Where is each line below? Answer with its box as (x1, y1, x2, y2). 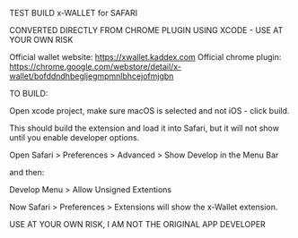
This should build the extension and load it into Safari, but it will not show (9, 123, 280, 133)
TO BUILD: (9, 89, 48, 98)
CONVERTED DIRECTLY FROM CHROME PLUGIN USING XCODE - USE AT (9, 25, 284, 35)
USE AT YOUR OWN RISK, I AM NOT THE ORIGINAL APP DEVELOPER (9, 219, 267, 229)
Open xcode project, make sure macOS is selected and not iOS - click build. (9, 106, 290, 115)
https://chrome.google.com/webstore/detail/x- (9, 62, 182, 72)
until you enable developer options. (9, 132, 140, 142)
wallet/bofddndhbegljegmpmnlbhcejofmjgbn (9, 71, 174, 81)
